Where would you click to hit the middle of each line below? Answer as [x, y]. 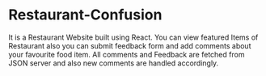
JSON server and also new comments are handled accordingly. [114, 63]
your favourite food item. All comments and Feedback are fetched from [127, 54]
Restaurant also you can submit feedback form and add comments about [130, 45]
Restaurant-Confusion [85, 15]
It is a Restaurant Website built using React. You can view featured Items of [133, 37]
